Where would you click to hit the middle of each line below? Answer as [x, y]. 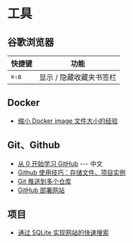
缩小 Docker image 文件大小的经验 [68, 121]
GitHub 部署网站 [41, 190]
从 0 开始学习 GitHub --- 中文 [60, 163]
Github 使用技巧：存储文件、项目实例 [71, 172]
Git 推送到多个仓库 [45, 181]
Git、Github [34, 145]
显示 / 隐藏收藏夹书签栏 [78, 77]
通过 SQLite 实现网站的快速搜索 [63, 232]
